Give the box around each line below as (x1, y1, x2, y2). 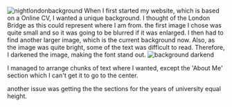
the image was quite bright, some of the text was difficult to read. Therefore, (7, 43, 225, 51)
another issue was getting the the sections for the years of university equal (7, 85, 222, 93)
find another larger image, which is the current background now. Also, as (7, 36, 215, 44)
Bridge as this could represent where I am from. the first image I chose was (7, 21, 222, 29)
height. (7, 92, 28, 100)
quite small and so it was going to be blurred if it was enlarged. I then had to (7, 28, 224, 37)
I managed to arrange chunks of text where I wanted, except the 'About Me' (7, 64, 223, 72)
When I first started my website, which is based (84, 7, 220, 14)
